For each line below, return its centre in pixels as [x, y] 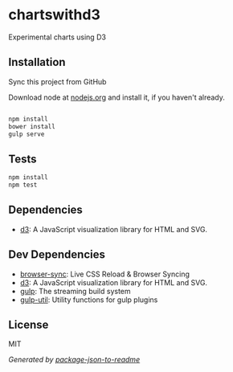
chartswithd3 [54, 15]
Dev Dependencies [57, 255]
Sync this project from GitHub [57, 81]
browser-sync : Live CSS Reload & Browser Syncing [105, 274]
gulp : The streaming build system [75, 291]
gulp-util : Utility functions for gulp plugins [89, 300]
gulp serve [27, 134]
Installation [37, 62]
